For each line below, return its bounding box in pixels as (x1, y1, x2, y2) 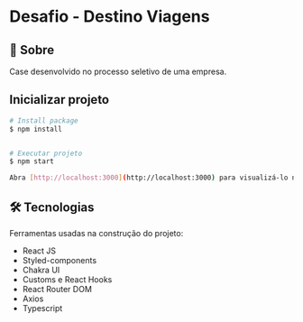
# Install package (9, 115, 78, 125)
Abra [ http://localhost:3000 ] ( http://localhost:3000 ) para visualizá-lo (9, 173, 289, 182)
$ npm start (9, 157, 54, 166)
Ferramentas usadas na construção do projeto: (9, 228, 184, 238)
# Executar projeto (9, 149, 83, 158)
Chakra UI (22, 264, 60, 275)
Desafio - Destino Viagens (9, 6, 210, 27)
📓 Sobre (9, 42, 55, 58)
